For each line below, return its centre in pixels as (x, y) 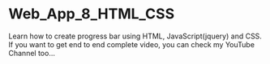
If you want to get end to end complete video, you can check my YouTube (132, 44)
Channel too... (32, 53)
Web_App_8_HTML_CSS (92, 14)
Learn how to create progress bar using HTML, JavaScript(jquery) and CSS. (135, 36)
